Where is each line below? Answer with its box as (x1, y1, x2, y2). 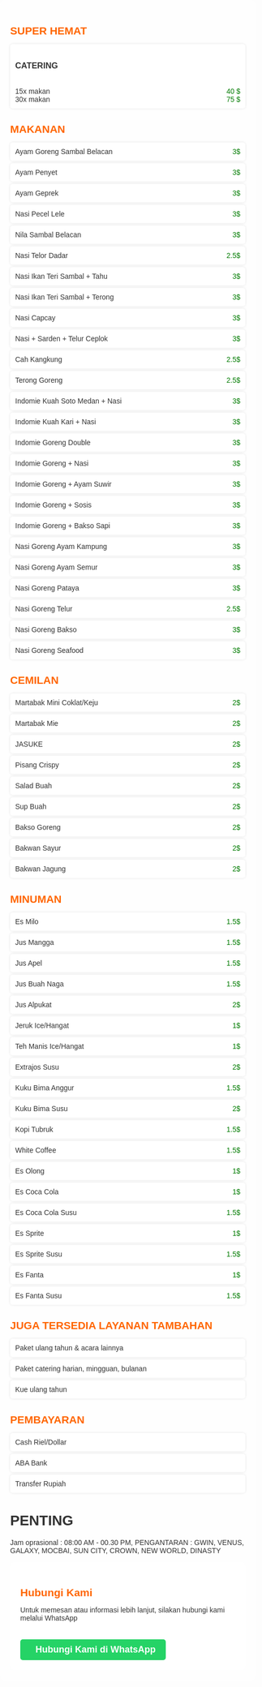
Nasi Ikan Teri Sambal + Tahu (15, 272, 108, 281)
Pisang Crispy (15, 761, 60, 770)
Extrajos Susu (15, 1062, 60, 1071)
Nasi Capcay (15, 313, 56, 323)
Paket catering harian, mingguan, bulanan (15, 1364, 148, 1374)
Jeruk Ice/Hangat (15, 1020, 69, 1030)
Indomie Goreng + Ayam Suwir (15, 479, 113, 489)
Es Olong (15, 1166, 45, 1175)
